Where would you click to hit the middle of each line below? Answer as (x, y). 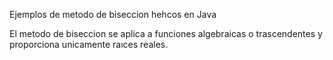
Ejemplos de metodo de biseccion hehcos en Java (113, 14)
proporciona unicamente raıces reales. (89, 44)
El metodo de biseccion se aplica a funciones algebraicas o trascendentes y (166, 33)
